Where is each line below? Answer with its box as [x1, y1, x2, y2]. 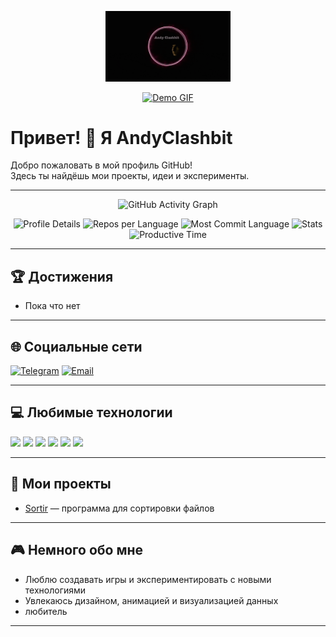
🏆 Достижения [10, 268, 114, 285]
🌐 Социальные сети [10, 338, 143, 355]
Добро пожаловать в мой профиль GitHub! [10, 159, 193, 171]
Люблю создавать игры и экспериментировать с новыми [24, 573, 272, 585]
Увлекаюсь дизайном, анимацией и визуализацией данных [24, 594, 279, 606]
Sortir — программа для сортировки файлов [24, 502, 215, 514]
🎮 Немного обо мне [10, 542, 144, 559]
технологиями [24, 584, 87, 596]
